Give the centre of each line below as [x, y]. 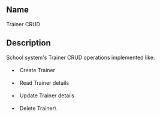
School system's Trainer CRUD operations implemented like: [81, 57]
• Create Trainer [34, 70]
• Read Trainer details [40, 82]
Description [28, 43]
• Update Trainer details [43, 96]
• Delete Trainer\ [34, 108]
